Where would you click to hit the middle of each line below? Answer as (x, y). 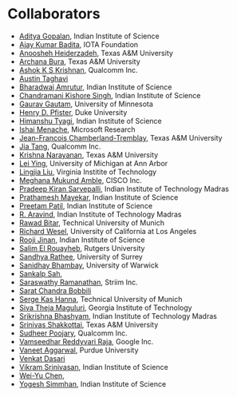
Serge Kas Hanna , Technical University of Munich (101, 299)
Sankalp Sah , (41, 273)
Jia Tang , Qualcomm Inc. (60, 146)
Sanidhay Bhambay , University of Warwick (89, 265)
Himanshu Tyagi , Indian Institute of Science (90, 121)
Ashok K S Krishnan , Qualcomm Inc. (78, 69)
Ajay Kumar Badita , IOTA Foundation (79, 44)
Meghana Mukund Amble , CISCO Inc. (80, 180)
